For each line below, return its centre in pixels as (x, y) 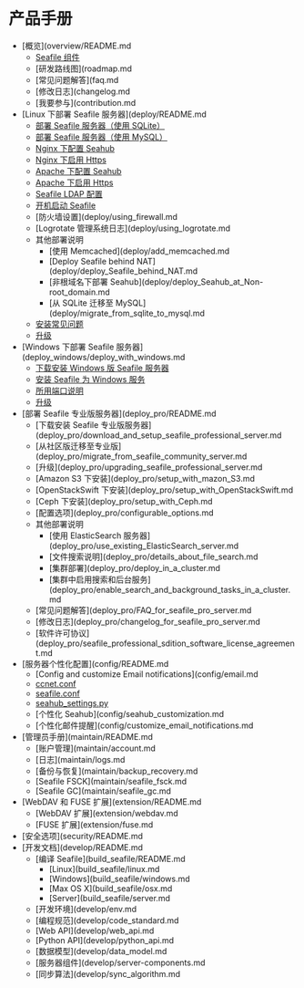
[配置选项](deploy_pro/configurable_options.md (125, 513)
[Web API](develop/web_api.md (95, 931)
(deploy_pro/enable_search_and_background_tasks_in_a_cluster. (170, 589)
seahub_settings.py (72, 702)
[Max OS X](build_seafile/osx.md (111, 888)
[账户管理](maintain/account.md (96, 748)
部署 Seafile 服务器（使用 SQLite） (100, 125)
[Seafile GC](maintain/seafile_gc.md (103, 791)
